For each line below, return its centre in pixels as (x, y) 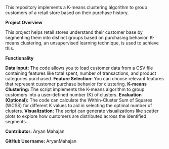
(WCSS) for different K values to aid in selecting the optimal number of (79, 105)
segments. (16, 121)
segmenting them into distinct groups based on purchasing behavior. (77, 38)
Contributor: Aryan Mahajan (35, 131)
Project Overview (24, 22)
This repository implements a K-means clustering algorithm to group (76, 7)
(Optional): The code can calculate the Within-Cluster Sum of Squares (79, 100)
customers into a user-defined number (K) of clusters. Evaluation (73, 95)
